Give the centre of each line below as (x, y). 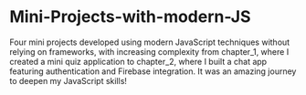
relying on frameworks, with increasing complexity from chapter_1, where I (149, 51)
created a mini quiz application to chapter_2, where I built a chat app (138, 61)
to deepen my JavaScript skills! (69, 80)
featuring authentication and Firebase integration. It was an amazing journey (153, 71)
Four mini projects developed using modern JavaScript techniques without (150, 42)
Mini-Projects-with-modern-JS (130, 17)
